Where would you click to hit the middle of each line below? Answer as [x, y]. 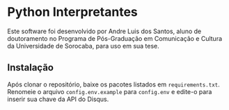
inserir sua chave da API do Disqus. [58, 99]
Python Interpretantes [72, 12]
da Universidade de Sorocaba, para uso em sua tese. [84, 46]
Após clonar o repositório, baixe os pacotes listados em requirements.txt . [114, 84]
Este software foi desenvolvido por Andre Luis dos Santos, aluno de [104, 31]
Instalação [31, 67]
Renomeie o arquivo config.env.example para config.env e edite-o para [110, 91]
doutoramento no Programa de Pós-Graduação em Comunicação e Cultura [115, 38]
